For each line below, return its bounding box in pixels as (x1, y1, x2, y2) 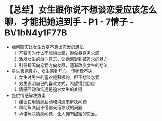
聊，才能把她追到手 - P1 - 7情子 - (4, 17, 134, 28)
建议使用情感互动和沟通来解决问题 (18, 98, 87, 104)
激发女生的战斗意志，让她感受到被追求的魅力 (18, 56, 108, 62)
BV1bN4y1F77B (4, 27, 67, 38)
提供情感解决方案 (11, 92, 46, 98)
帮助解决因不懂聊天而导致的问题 (18, 104, 83, 110)
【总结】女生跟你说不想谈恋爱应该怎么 (4, 4, 158, 16)
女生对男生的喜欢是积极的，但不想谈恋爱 (18, 74, 100, 80)
